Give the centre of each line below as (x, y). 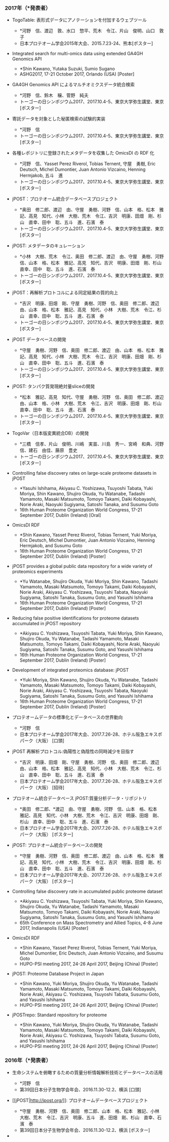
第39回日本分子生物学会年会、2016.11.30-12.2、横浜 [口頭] (80, 1089)
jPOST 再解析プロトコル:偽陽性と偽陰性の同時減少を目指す (73, 751)
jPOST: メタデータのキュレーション (49, 246)
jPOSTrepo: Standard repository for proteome (59, 1015)
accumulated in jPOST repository (47, 624)
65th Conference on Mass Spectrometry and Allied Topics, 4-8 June (91, 923)
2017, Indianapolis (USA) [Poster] (54, 928)
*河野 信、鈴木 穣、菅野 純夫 (54, 95)
